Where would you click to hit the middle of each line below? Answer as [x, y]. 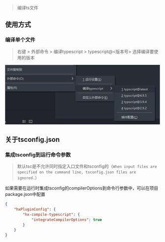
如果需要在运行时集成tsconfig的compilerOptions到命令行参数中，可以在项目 [82, 188]
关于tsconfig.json [32, 139]
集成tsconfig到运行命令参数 [38, 155]
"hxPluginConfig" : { [35, 209]
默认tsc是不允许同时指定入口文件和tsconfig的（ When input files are [87, 166]
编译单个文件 [20, 40]
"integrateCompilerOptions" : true [67, 220]
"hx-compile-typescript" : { [51, 215]
